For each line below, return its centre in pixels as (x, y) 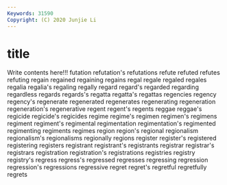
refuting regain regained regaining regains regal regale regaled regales (107, 80)
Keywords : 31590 (30, 13)
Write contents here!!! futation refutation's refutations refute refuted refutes (114, 73)
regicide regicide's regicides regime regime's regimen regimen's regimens (112, 116)
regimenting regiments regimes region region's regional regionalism (103, 131)
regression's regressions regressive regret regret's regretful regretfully (107, 167)
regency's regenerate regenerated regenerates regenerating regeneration (111, 102)
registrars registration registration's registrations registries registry (101, 153)
